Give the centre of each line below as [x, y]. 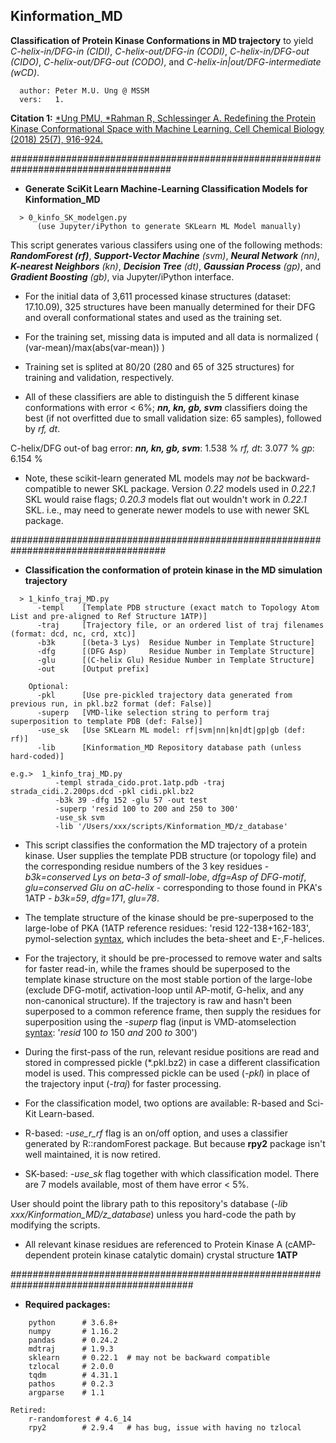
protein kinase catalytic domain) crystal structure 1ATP [185, 1255]
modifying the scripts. [55, 1225]
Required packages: [67, 1304]
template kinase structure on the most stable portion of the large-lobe [168, 979]
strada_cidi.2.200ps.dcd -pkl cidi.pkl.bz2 [102, 791]
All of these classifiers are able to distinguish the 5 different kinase [162, 396]
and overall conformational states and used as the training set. [153, 317]
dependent [47, 1255]
